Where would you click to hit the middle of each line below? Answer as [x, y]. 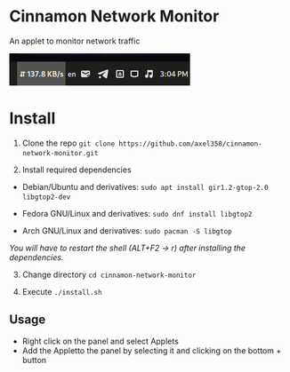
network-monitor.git [60, 153]
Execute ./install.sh [62, 291]
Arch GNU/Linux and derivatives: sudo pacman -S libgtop [127, 230]
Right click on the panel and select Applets [101, 341]
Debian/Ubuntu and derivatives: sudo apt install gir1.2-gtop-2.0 [145, 186]
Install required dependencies [77, 170]
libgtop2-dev [46, 197]
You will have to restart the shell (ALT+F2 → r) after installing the [128, 248]
